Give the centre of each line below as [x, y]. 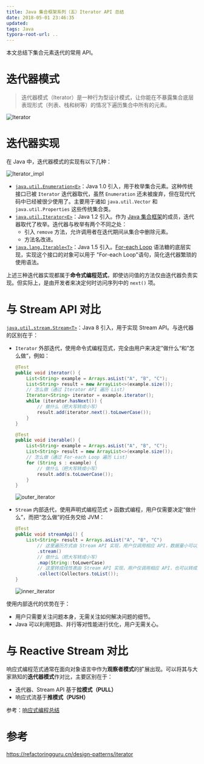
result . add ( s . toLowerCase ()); [75, 474]
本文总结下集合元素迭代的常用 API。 [51, 53]
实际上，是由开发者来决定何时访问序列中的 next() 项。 [90, 283]
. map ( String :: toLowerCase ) [71, 563]
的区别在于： [22, 335]
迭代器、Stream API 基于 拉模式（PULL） [66, 690]
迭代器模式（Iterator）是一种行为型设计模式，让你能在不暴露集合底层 [107, 97]
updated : [17, 23]
